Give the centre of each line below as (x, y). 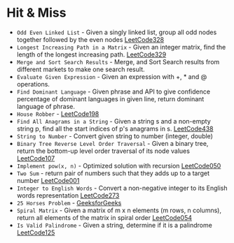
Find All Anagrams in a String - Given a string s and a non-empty (113, 121)
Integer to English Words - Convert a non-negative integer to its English (122, 188)
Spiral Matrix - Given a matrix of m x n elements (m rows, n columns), (119, 210)
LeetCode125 (36, 233)
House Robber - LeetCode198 (58, 114)
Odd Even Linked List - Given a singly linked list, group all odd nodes (117, 32)
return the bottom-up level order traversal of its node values (103, 151)
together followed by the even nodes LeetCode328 (90, 39)
